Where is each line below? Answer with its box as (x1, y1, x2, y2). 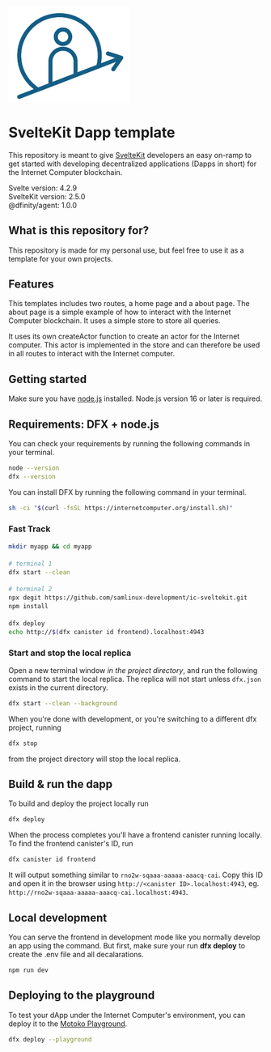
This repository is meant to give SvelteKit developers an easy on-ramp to (8, 150, 252, 160)
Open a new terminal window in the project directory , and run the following (8, 665, 258, 675)
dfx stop (8, 739, 38, 747)
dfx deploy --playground (8, 1035, 92, 1043)
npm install (8, 603, 49, 611)
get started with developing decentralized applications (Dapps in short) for (8, 159, 257, 168)
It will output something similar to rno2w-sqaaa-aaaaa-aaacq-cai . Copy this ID (8, 870, 264, 880)
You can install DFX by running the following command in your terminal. (8, 487, 247, 496)
